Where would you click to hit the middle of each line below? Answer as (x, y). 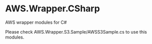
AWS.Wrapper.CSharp (52, 9)
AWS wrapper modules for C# (36, 22)
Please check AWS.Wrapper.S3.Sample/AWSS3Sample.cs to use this (76, 32)
